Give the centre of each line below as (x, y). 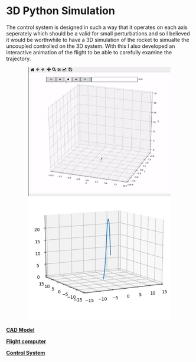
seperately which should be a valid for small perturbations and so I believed (98, 33)
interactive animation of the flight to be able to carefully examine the (89, 52)
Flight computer (26, 341)
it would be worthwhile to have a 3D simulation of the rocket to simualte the (98, 40)
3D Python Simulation (61, 11)
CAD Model (20, 330)
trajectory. (19, 58)
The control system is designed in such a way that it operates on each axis (97, 27)
